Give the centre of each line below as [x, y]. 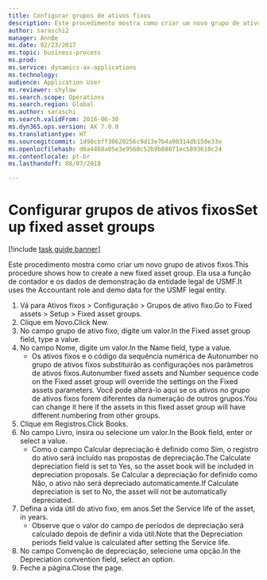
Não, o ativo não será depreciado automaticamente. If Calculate [135, 484]
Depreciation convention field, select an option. [97, 559]
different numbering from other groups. [96, 416]
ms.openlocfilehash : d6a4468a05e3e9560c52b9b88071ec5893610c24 [115, 149]
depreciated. [52, 500]
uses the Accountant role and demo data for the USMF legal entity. [118, 290]
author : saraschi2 [39, 30]
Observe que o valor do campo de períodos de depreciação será [137, 526]
